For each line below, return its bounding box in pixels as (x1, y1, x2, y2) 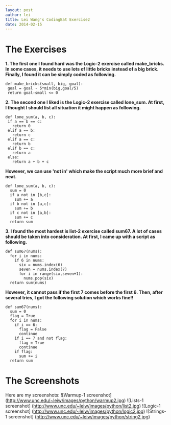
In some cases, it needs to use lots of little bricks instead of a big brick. (5, 66, 159, 72)
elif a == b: (7, 128, 36, 133)
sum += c (14, 215, 33, 220)
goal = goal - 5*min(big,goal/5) (7, 86, 79, 91)
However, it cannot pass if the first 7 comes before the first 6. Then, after (5, 289, 163, 295)
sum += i (18, 353, 38, 359)
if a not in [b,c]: (10, 193, 52, 198)
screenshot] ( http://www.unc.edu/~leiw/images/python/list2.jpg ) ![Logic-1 (5, 403, 161, 409)
